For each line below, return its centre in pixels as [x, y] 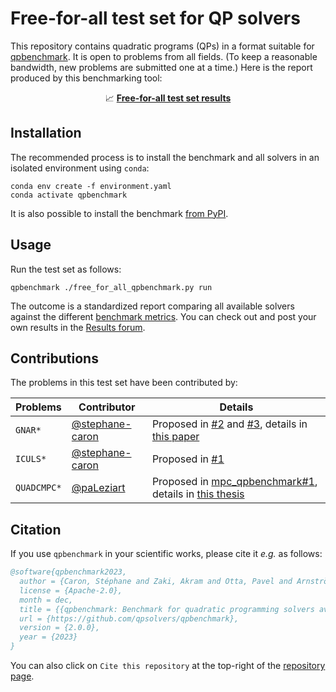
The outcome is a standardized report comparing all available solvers [152, 306]
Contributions [54, 358]
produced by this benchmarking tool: [86, 78]
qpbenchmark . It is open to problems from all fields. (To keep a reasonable [164, 56]
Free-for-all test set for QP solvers [155, 18]
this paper [175, 437]
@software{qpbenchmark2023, [69, 572]
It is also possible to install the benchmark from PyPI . [119, 213]
